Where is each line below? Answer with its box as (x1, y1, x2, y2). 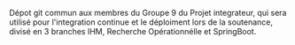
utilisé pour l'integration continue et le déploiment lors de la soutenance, (9, 17, 273, 27)
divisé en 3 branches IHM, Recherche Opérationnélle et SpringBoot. (9, 26, 257, 36)
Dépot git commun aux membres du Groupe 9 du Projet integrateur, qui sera (9, 8, 287, 18)
